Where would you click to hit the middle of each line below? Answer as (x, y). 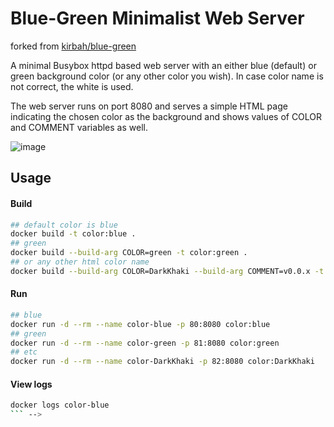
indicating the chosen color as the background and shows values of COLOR (166, 116)
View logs (31, 384)
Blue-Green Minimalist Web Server (157, 18)
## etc (24, 352)
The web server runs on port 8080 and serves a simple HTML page (149, 106)
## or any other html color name (80, 262)
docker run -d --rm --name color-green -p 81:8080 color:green (145, 343)
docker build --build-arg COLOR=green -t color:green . (129, 253)
